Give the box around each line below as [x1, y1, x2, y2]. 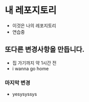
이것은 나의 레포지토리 [12, 22, 57, 29]
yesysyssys [12, 91, 37, 97]
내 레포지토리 [5, 5, 57, 16]
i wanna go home [12, 65, 49, 71]
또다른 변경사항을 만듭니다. [5, 45, 85, 54]
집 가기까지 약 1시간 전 [12, 60, 57, 66]
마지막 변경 [5, 79, 31, 86]
